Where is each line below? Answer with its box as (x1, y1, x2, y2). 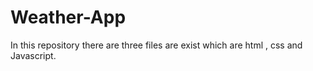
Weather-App (10, 6, 127, 29)
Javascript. (10, 49, 57, 61)
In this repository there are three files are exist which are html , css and (10, 39, 303, 51)
